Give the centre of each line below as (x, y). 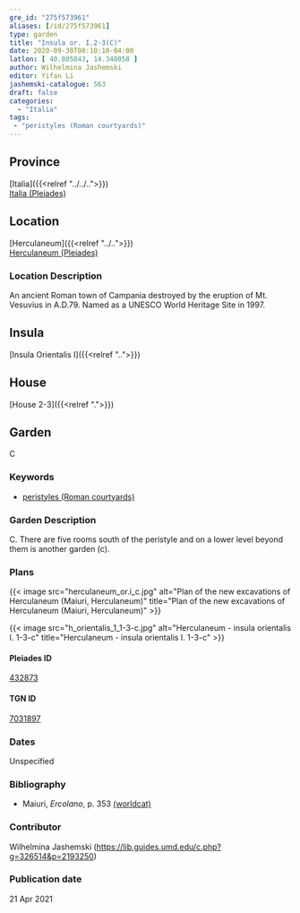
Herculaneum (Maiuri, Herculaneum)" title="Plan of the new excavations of (147, 601)
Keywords (32, 478)
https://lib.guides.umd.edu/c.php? (159, 847)
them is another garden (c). (60, 548)
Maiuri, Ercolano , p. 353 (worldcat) (87, 804)
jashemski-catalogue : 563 (57, 84)
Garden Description (53, 520)
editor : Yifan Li (42, 76)
